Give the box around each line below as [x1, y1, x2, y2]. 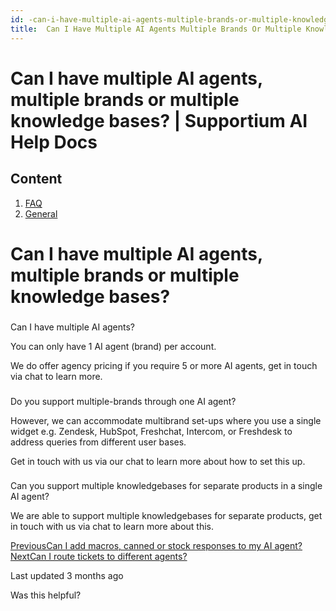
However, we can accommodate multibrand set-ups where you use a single [10, 414, 322, 426]
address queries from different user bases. [10, 436, 187, 448]
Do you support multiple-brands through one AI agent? [10, 395, 237, 407]
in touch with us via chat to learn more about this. [10, 521, 215, 533]
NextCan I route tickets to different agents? [10, 551, 188, 563]
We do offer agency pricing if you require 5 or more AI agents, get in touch [10, 359, 318, 371]
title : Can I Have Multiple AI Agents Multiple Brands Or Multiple [10, 24, 302, 34]
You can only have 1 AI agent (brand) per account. [10, 340, 217, 352]
